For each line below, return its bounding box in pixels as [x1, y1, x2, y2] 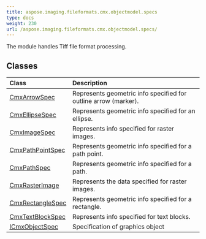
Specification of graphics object [72, 222, 164, 231]
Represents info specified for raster [72, 124, 175, 133]
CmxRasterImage [9, 181, 59, 190]
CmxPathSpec [9, 164, 51, 172]
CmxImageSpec [9, 128, 56, 137]
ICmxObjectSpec [9, 222, 58, 231]
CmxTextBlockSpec [9, 213, 66, 221]
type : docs [6, 15, 34, 21]
